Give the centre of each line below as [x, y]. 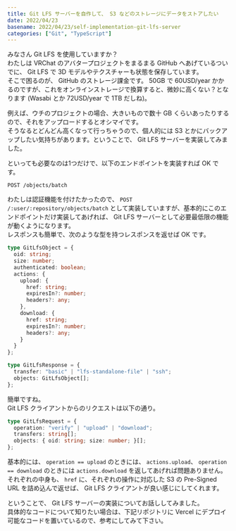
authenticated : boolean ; [50, 267]
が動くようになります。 [41, 226]
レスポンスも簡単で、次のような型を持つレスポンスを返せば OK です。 [108, 235]
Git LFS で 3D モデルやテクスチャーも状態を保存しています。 [115, 72]
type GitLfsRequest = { [42, 421]
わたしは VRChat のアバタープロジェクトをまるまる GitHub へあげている [112, 63]
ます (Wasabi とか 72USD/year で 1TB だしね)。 [82, 98]
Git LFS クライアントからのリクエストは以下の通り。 [83, 408]
